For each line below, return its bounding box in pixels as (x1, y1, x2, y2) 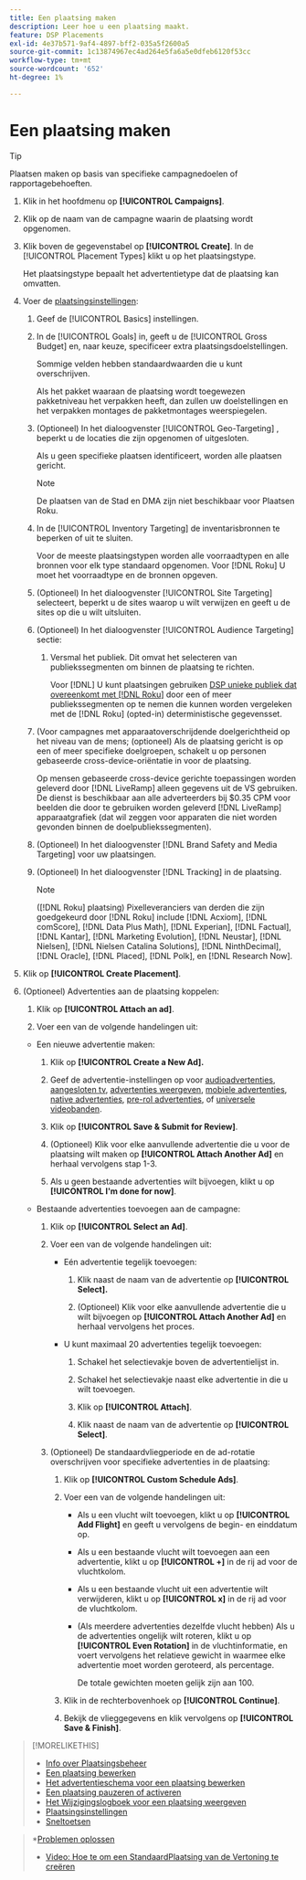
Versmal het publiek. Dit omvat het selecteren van (49, 651, 237, 662)
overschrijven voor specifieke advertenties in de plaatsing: (49, 1456, 270, 1467)
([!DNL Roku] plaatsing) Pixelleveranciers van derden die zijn (36, 902, 265, 913)
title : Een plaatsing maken (9, 13, 117, 23)
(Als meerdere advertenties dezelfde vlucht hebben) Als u (77, 1621, 295, 1632)
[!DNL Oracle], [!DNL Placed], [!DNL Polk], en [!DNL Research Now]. (36, 950, 293, 961)
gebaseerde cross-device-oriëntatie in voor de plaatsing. (36, 755, 252, 766)
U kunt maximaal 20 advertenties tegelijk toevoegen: (63, 1338, 262, 1349)
